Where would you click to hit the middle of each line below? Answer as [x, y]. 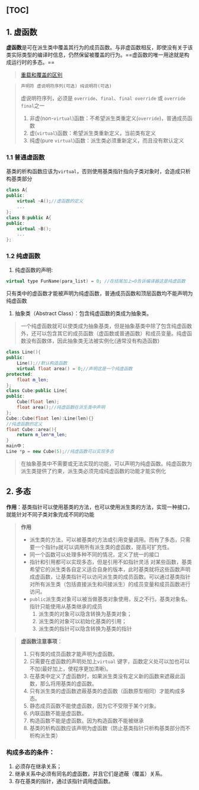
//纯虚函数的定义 [24, 424]
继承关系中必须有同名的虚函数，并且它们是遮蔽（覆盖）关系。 [90, 774]
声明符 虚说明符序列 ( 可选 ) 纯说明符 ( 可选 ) [66, 86]
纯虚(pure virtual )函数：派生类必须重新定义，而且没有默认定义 [107, 141]
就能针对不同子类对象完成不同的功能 [50, 514]
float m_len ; [33, 380]
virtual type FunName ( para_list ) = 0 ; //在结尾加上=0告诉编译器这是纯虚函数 [96, 281]
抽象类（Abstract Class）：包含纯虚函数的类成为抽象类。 [83, 313]
